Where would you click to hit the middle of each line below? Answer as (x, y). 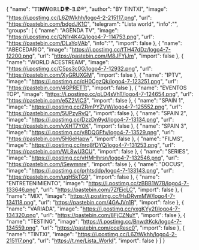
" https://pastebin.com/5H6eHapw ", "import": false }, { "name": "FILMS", (95, 138)
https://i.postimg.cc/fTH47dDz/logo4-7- (121, 49)
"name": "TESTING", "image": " (45, 222)
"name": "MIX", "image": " (38, 196)
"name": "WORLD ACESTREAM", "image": (58, 62)
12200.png (19, 56)
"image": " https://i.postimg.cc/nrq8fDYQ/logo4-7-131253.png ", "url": (91, 145)
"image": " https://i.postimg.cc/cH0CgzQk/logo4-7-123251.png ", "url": (92, 81)
